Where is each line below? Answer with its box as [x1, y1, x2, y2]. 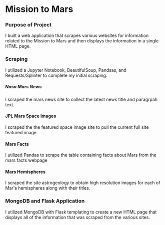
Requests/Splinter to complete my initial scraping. [5, 72, 107, 78]
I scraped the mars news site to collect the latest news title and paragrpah [5, 96, 158, 102]
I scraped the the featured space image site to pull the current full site [5, 124, 149, 130]
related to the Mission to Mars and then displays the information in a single [5, 38, 159, 44]
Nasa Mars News [5, 84, 42, 90]
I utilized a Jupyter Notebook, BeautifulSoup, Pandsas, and [5, 67, 126, 73]
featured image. [5, 129, 38, 135]
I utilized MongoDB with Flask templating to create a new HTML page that [5, 209, 157, 215]
